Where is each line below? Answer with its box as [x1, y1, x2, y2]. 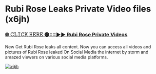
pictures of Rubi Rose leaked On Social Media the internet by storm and [5, 49, 149, 55]
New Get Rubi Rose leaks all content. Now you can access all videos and [5, 44, 151, 50]
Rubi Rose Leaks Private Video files [5, 3, 151, 15]
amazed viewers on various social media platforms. [5, 54, 108, 60]
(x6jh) [5, 14, 30, 25]
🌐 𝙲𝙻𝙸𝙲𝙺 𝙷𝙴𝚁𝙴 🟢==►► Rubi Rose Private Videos [5, 31, 128, 38]
